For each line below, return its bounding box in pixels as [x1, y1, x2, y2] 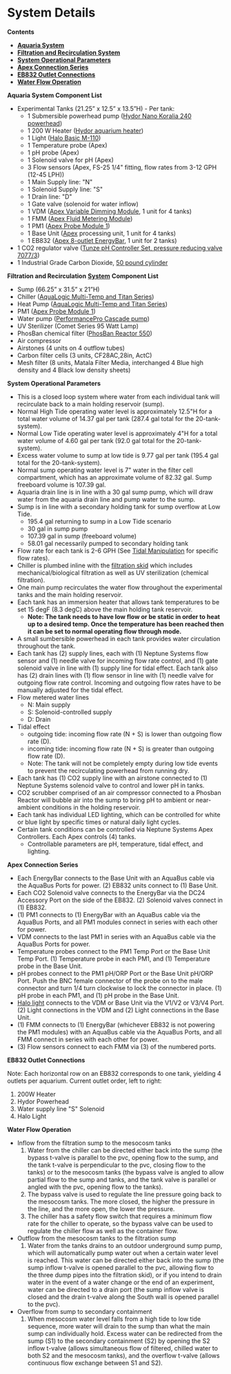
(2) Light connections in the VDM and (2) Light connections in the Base [17, 1005, 219, 1014]
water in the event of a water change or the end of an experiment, [27, 1278, 215, 1286]
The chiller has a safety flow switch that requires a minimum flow [27, 1212, 212, 1220]
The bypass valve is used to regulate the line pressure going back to [27, 1190, 222, 1198]
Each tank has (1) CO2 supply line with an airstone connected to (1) [17, 774, 208, 782]
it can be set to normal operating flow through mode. [27, 627, 182, 636]
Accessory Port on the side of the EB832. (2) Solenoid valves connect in [17, 896, 223, 904]
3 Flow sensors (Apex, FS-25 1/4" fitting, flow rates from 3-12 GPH [27, 163, 217, 171]
